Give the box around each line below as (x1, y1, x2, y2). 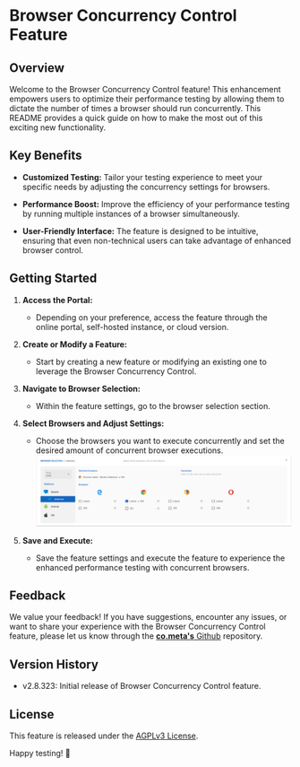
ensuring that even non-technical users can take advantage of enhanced (21, 235, 292, 246)
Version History (9, 657, 99, 672)
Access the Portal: (21, 294, 93, 305)
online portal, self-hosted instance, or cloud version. (35, 321, 229, 332)
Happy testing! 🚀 (9, 748, 71, 759)
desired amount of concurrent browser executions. (35, 445, 224, 456)
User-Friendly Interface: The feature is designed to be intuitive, (21, 225, 259, 236)
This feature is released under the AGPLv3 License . (9, 730, 199, 741)
